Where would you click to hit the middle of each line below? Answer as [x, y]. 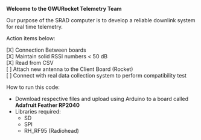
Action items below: [31, 38]
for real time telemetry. [35, 27]
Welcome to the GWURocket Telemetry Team [64, 9]
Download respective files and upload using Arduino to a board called [102, 99]
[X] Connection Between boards [46, 50]
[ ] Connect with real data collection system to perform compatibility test [97, 75]
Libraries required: [38, 111]
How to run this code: [33, 87]
